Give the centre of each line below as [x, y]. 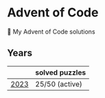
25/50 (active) [59, 84]
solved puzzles [61, 72]
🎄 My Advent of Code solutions [51, 32]
